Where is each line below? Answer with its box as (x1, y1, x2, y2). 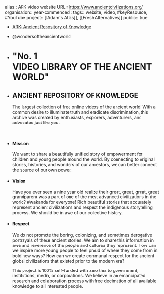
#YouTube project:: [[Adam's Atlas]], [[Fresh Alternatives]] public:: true (5, 15, 148, 20)
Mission (12, 140, 29, 146)
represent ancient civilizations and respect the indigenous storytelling (12, 204, 153, 210)
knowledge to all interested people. (12, 283, 83, 289)
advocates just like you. (12, 120, 60, 125)
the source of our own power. (12, 167, 72, 173)
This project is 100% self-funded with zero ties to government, (12, 267, 139, 273)
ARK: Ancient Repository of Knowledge (12, 24, 92, 30)
